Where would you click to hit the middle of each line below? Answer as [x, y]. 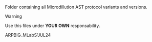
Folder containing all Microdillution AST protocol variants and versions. [76, 7]
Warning [13, 16]
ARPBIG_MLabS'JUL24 [28, 35]
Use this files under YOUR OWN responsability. [53, 26]
